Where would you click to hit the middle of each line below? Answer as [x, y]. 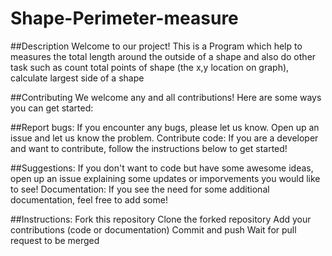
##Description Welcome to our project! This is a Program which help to [156, 46]
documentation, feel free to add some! [89, 199]
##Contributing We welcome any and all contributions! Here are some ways [166, 97]
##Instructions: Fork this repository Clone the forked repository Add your [161, 219]
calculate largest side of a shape [77, 78]
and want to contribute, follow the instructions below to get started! [149, 148]
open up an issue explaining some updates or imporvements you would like [165, 178]
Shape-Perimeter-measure [124, 18]
